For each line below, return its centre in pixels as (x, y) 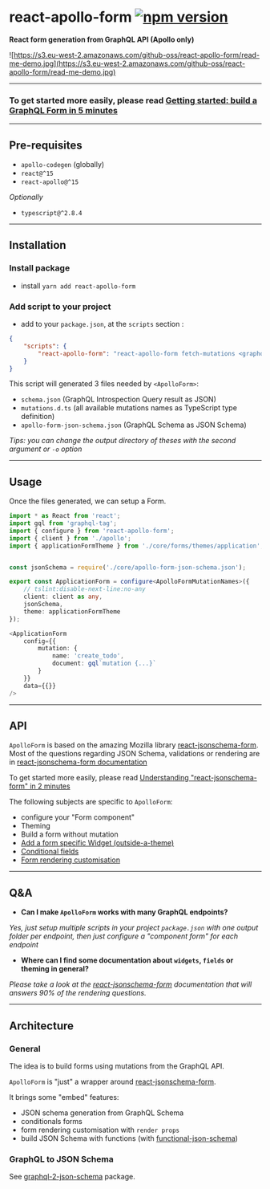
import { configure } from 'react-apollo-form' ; (92, 531)
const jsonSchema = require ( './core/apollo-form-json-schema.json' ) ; (128, 567)
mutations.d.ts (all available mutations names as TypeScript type (129, 408)
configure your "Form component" (78, 817)
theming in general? (54, 969)
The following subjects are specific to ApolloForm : (91, 802)
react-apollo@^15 (50, 182)
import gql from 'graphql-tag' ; (63, 523)
